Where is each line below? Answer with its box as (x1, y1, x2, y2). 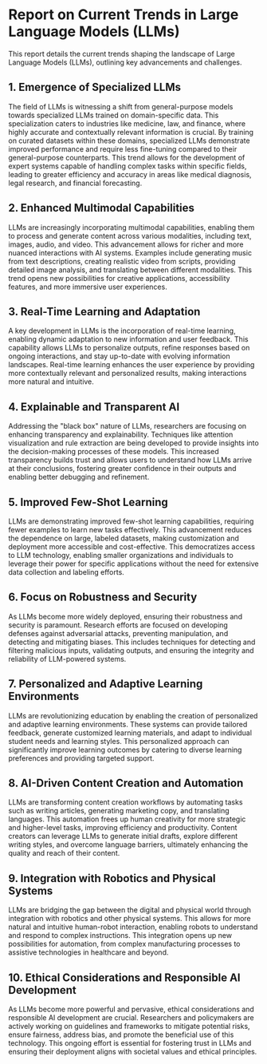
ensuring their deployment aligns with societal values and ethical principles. (8, 1047, 257, 1057)
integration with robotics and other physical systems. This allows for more (8, 914, 251, 924)
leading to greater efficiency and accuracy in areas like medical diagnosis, (8, 169, 253, 179)
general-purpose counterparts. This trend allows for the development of (8, 152, 245, 162)
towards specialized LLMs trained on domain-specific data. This (8, 110, 219, 120)
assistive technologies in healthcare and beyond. (8, 947, 169, 957)
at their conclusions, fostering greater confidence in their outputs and (8, 464, 237, 473)
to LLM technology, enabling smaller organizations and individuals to (8, 551, 234, 560)
